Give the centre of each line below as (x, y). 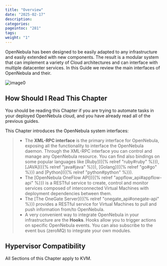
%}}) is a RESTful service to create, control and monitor (91, 183)
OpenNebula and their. (28, 73)
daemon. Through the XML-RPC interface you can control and (88, 151)
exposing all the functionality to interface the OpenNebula (84, 146)
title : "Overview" (24, 10)
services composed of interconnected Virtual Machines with (87, 188)
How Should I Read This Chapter (56, 99)
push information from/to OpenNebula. (65, 209)
